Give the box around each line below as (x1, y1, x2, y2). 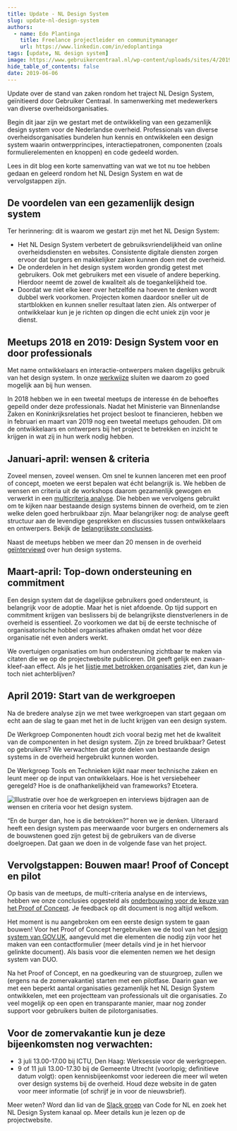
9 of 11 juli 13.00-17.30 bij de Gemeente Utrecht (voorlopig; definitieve (17, 1065, 219, 1073)
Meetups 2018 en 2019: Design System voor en (7, 336, 219, 348)
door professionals (7, 347, 92, 359)
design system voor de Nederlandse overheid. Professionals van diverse (7, 125, 219, 134)
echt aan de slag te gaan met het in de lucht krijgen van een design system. (7, 716, 227, 725)
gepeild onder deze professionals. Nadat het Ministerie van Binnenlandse (7, 402, 220, 411)
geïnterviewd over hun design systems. (7, 545, 122, 554)
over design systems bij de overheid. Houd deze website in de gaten (17, 1079, 217, 1088)
